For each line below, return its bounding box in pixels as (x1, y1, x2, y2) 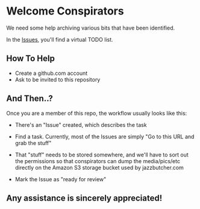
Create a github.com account (14, 69, 88, 77)
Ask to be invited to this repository (14, 76, 101, 83)
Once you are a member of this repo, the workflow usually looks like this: (6, 109, 187, 117)
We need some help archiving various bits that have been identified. (6, 24, 175, 31)
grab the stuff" (14, 139, 52, 146)
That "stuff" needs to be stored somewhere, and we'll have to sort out (14, 151, 189, 158)
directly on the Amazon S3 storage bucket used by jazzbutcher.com (14, 164, 184, 171)
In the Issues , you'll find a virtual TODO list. (6, 36, 113, 43)
